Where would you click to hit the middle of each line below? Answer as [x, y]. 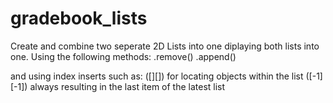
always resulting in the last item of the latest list [127, 86]
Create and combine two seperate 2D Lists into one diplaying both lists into [165, 46]
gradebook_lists [79, 18]
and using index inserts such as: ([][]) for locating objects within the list [157, 76]
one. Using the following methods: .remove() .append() [123, 56]
